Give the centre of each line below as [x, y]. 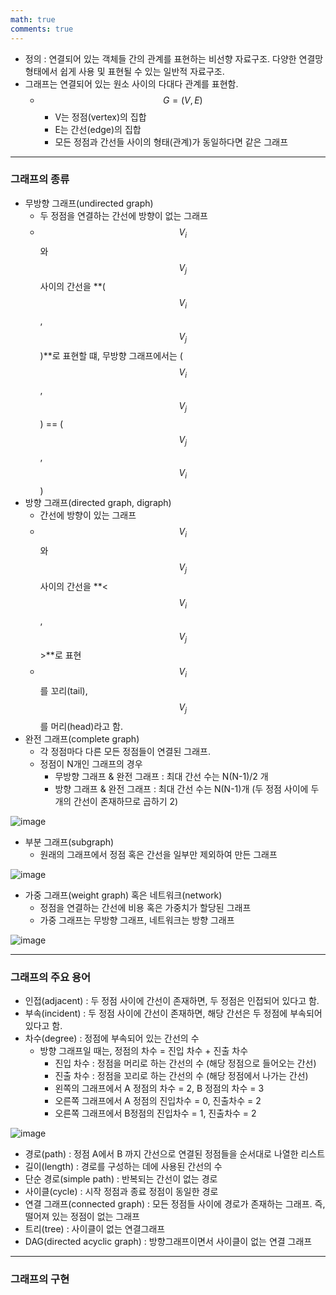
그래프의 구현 [40, 1279]
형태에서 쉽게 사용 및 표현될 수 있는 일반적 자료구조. [124, 71]
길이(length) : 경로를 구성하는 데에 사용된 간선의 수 [123, 1167]
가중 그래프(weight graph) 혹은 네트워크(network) [123, 895]
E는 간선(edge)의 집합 [98, 129]
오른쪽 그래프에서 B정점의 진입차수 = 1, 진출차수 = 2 [155, 1113]
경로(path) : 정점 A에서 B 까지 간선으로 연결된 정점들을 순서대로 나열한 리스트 [175, 1154]
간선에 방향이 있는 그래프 [88, 515]
